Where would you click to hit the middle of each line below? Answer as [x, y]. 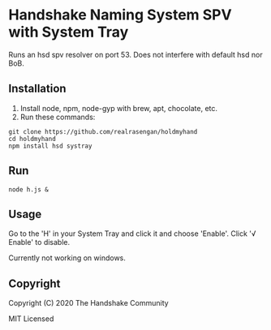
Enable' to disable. [39, 242]
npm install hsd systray [50, 146]
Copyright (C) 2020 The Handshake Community [88, 303]
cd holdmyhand [32, 139]
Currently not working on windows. [67, 258]
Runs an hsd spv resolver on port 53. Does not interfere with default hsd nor [135, 54]
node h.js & [28, 189]
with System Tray [69, 32]
